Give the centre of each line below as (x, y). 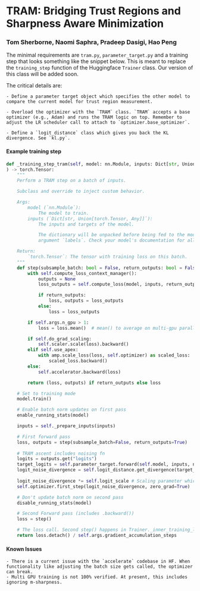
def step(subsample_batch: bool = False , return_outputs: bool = (100, 268)
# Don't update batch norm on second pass (70, 497)
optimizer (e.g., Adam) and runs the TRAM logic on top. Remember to (94, 117)
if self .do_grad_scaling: (60, 339)
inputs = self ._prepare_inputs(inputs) (66, 426)
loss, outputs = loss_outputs (86, 301)
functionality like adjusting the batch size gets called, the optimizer (100, 567)
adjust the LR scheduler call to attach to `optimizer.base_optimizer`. (98, 123)
